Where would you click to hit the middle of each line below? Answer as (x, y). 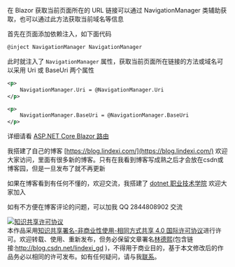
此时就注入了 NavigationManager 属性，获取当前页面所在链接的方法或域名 (112, 61)
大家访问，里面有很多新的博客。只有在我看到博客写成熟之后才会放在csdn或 (115, 160)
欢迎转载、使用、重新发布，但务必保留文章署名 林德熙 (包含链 (106, 239)
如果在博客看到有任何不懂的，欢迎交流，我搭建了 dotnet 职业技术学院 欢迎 (114, 183)
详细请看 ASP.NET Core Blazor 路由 (58, 136)
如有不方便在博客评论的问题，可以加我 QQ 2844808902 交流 (95, 207)
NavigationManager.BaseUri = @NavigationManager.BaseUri (105, 115)
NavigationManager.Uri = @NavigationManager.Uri (92, 89)
